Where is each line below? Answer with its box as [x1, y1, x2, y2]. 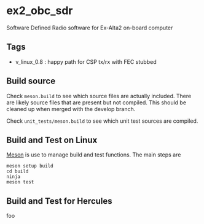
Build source [6, 76, 56, 87]
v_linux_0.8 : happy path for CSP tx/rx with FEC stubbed [15, 58, 157, 65]
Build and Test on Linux [6, 134, 98, 145]
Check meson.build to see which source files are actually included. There [6, 92, 192, 99]
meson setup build [6, 163, 53, 169]
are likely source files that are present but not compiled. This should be [6, 99, 186, 106]
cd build [6, 168, 29, 175]
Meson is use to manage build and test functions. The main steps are [6, 151, 181, 158]
